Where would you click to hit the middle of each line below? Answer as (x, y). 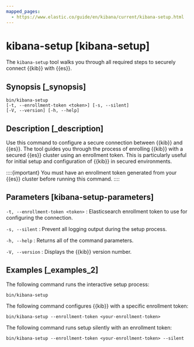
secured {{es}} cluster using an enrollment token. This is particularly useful (96, 155)
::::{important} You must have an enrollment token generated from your (91, 173)
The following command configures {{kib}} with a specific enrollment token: (97, 306)
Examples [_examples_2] (52, 270)
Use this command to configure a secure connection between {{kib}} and (94, 143)
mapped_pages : (23, 11)
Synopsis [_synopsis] (46, 86)
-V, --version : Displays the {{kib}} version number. (69, 251)
